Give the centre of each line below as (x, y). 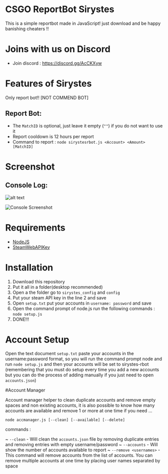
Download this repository (39, 281)
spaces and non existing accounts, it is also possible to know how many (80, 405)
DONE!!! (21, 319)
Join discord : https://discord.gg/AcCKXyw (57, 63)
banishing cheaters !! (27, 28)
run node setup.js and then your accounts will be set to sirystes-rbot (77, 364)
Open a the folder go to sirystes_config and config (66, 292)
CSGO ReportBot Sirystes (60, 9)
